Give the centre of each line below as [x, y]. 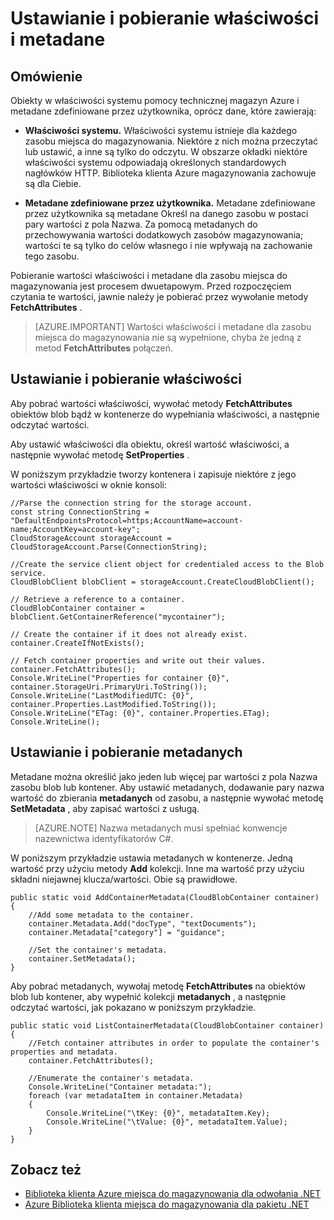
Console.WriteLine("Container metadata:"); [120, 1087]
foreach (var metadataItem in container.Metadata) [136, 1095]
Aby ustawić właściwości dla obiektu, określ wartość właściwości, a [150, 444]
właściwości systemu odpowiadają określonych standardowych [155, 162]
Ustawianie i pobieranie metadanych [126, 752]
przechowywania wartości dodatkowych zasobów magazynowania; [164, 235]
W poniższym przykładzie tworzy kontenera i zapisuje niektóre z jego [153, 474]
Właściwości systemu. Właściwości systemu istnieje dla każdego [161, 130]
